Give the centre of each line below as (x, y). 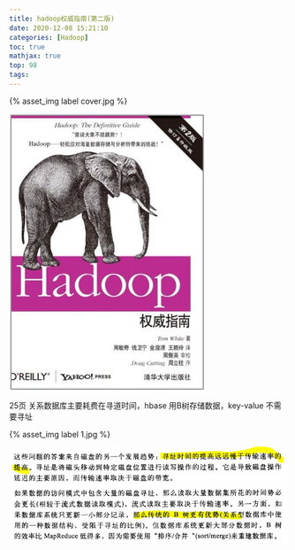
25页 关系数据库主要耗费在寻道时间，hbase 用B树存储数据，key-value (136, 405)
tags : (19, 75)
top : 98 (23, 66)
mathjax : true (35, 56)
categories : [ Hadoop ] (49, 37)
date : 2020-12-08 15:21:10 (59, 28)
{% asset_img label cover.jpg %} (68, 101)
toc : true (27, 47)
